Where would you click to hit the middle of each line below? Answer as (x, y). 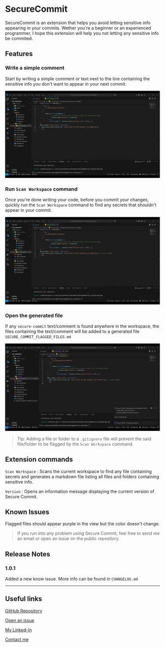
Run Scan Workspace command (41, 189)
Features (19, 54)
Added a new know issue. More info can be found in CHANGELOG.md (72, 579)
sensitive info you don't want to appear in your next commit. (66, 84)
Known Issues (27, 512)
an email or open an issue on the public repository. (68, 539)
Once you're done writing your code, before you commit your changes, (77, 200)
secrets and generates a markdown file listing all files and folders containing (82, 477)
